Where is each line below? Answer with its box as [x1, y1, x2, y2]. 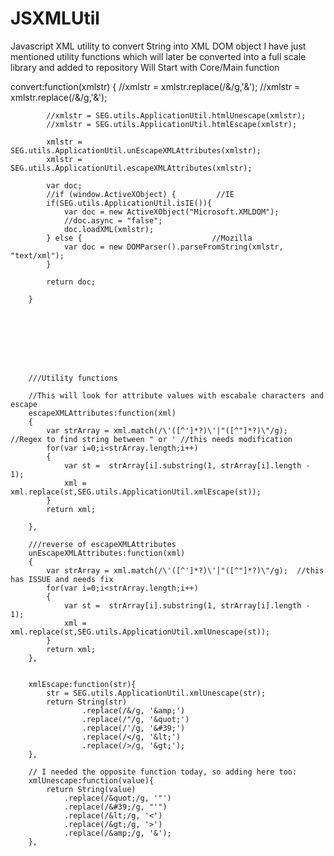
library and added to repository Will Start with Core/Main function [10, 61, 280, 73]
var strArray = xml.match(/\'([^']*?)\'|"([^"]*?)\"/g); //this [46, 565, 325, 576]
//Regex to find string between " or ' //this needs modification [10, 434, 293, 444]
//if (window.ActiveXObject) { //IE [46, 189, 235, 199]
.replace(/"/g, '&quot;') [81, 714, 190, 724]
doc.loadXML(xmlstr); [63, 224, 155, 234]
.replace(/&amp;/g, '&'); [63, 828, 172, 838]
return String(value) [46, 784, 137, 794]
